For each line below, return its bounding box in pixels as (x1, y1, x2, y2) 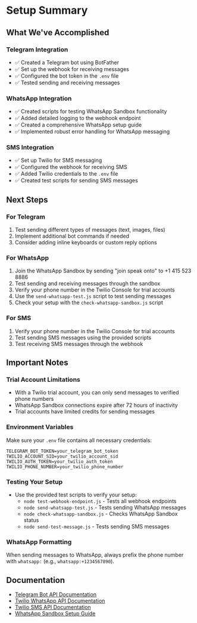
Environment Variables (6, 423, 74, 431)
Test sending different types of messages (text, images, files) (14, 226, 165, 234)
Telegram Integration (6, 45, 68, 54)
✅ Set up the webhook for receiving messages (14, 65, 129, 72)
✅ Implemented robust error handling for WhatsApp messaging (14, 128, 170, 135)
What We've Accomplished (6, 27, 110, 38)
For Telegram (6, 213, 46, 221)
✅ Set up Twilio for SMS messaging (14, 156, 102, 164)
